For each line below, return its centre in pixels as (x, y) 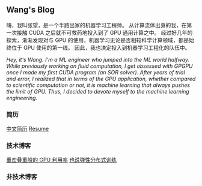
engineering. (22, 98)
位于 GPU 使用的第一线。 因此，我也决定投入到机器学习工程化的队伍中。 (101, 47)
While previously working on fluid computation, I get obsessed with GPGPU (99, 66)
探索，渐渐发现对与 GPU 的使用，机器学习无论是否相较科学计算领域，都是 (98, 40)
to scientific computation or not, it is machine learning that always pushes (98, 85)
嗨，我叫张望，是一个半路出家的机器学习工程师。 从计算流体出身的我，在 (96, 25)
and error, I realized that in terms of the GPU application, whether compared (101, 79)
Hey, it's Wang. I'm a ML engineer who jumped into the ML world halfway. (98, 59)
